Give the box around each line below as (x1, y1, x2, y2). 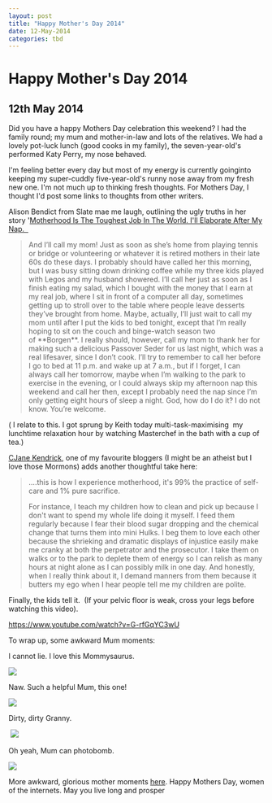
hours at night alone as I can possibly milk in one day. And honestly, (28, 562, 256, 572)
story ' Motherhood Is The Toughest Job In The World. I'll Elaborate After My (8, 216, 262, 225)
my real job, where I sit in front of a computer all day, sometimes (28, 292, 244, 302)
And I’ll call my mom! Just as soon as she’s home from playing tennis (28, 240, 258, 250)
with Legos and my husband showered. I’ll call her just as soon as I (28, 274, 253, 285)
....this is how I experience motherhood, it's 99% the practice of (28, 478, 242, 487)
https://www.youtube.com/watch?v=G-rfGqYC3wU (8, 620, 180, 630)
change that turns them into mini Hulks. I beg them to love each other (28, 528, 261, 538)
